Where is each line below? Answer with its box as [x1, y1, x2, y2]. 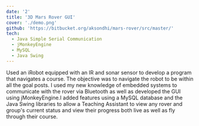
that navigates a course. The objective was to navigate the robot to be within [6, 75, 194, 82]
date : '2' [6, 8, 31, 15]
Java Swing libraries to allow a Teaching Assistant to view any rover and [6, 100, 183, 107]
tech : [6, 31, 20, 37]
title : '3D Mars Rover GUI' [6, 14, 76, 20]
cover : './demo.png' [6, 20, 58, 25]
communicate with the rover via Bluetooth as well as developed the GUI [6, 88, 181, 95]
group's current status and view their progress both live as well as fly [6, 106, 175, 114]
